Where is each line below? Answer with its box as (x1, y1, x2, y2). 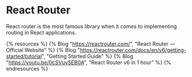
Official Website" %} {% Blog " (6, 46, 80, 53)
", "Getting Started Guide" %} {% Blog (42, 52, 133, 60)
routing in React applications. (6, 29, 77, 36)
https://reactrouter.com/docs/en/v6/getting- (80, 46, 187, 53)
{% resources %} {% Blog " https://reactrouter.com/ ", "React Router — (6, 40, 176, 47)
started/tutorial (6, 52, 42, 60)
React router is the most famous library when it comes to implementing (6, 23, 177, 30)
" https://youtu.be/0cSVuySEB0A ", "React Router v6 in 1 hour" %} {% (6, 59, 172, 66)
